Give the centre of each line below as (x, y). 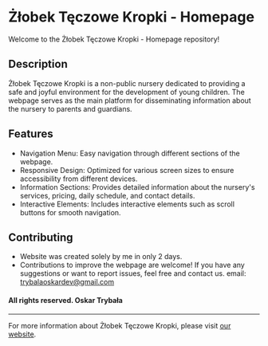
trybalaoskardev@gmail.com (67, 282)
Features (31, 134)
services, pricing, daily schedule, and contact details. (107, 195)
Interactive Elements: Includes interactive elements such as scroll (127, 204)
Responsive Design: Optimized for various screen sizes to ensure (127, 170)
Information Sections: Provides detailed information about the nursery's (137, 187)
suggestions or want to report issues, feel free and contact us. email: (133, 273)
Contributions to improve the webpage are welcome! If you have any (132, 265)
